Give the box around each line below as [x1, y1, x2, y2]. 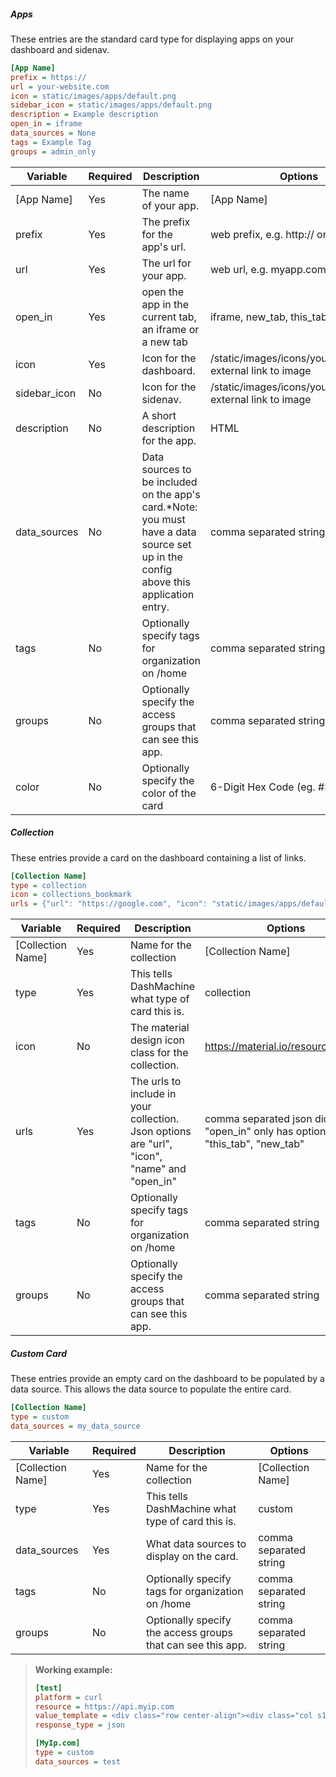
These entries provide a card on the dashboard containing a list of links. [10, 851, 307, 864]
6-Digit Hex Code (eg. [209, 780, 316, 794]
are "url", [129, 1137, 173, 1151]
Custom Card [10, 1347, 67, 1359]
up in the [141, 550, 183, 564]
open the [141, 285, 185, 299]
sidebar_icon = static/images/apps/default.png [10, 100, 213, 110]
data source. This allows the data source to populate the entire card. [10, 1383, 292, 1395]
